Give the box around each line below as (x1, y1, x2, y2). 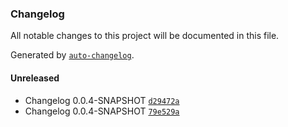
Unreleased (10, 72, 60, 84)
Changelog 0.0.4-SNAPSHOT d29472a (24, 94, 180, 106)
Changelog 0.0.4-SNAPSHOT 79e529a (24, 105, 180, 117)
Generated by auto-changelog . (10, 49, 135, 61)
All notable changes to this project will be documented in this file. (10, 30, 280, 42)
